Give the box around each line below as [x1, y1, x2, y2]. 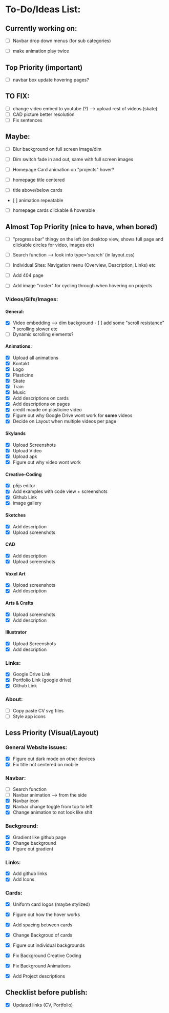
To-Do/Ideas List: [5, 4, 81, 15]
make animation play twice [12, 48, 69, 54]
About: [5, 696, 23, 703]
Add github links [12, 870, 48, 877]
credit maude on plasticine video [12, 407, 82, 413]
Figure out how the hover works [12, 911, 80, 918]
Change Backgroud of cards [12, 932, 73, 938]
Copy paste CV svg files [12, 707, 64, 713]
